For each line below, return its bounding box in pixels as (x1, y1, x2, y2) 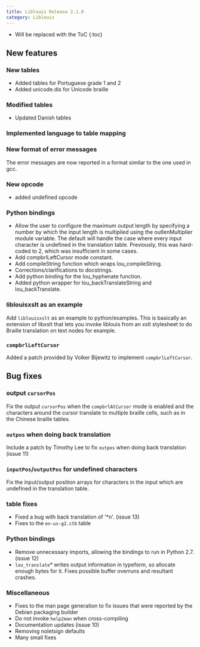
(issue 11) (6, 450, 29, 457)
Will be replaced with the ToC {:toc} (14, 30, 103, 38)
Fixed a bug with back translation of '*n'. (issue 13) (14, 513, 140, 520)
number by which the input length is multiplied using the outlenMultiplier (14, 228, 193, 236)
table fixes (6, 500, 38, 508)
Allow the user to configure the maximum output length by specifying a (14, 222, 190, 229)
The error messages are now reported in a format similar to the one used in (6, 159, 191, 166)
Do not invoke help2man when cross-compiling (14, 615, 128, 622)
